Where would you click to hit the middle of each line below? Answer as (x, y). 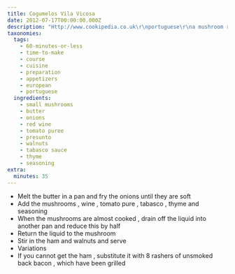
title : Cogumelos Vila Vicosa (51, 14)
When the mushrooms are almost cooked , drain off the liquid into (112, 218)
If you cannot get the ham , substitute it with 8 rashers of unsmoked (115, 255)
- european (36, 85)
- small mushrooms (47, 105)
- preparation (40, 72)
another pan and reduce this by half (69, 226)
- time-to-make (42, 53)
